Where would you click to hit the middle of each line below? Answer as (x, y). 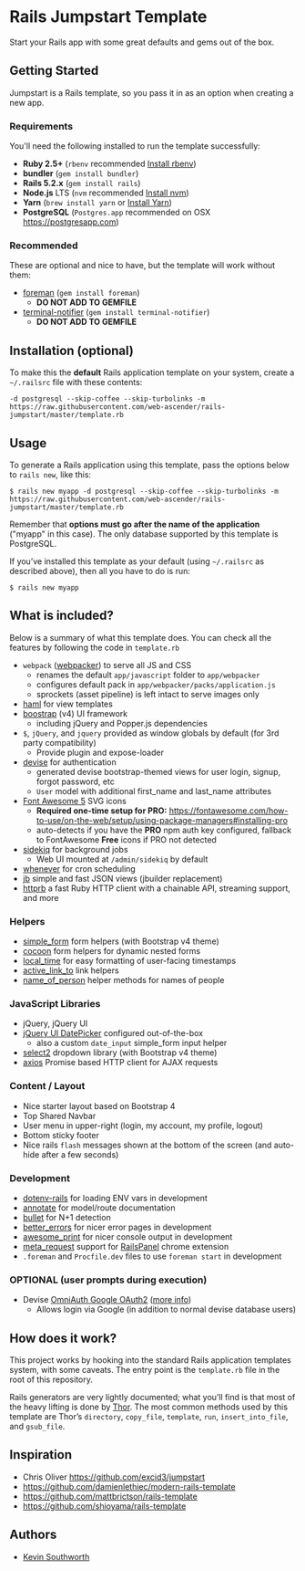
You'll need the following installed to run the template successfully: (135, 146)
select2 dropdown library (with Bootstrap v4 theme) (120, 1053)
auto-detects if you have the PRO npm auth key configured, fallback (164, 830)
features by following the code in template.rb (95, 647)
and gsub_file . (37, 1427)
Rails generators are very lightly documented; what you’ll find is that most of (152, 1398)
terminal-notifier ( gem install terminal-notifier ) (116, 312)
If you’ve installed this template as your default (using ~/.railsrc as (137, 561)
